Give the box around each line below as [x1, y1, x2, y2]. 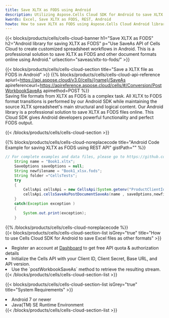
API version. [5, 261, 30, 267]
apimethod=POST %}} [43, 88, 90, 94]
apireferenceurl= [5, 83, 40, 89]
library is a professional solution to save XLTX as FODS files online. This [5, 109, 154, 115]
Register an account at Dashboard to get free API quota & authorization [12, 245, 159, 251]
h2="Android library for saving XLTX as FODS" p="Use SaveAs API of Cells [5, 41, 160, 47]
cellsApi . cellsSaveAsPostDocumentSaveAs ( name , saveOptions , [23, 192, 154, 197]
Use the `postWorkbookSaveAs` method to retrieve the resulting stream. [12, 266, 161, 272]
